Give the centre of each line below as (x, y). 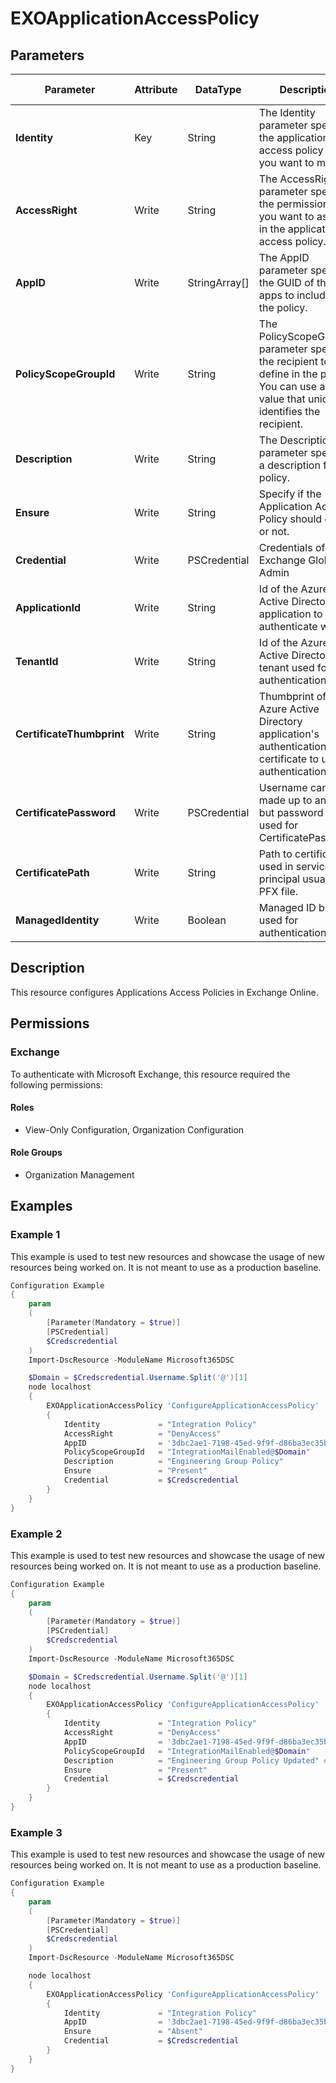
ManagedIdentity (57, 920)
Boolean (207, 920)
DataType (218, 89)
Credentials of (292, 547)
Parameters (47, 55)
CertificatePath (52, 872)
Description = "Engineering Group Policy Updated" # (196, 1760)
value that (282, 399)
